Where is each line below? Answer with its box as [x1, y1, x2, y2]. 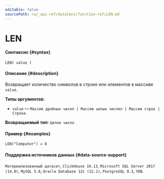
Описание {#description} [5, 71, 59, 77]
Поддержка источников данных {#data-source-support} [5, 152, 127, 157]
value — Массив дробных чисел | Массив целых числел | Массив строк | [12, 106, 160, 112]
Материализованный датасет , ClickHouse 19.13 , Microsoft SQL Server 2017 [5, 163, 156, 169]
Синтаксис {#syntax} [5, 50, 51, 55]
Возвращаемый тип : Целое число [5, 120, 75, 126]
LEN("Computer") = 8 [5, 142, 48, 147]
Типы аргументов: [5, 96, 45, 102]
